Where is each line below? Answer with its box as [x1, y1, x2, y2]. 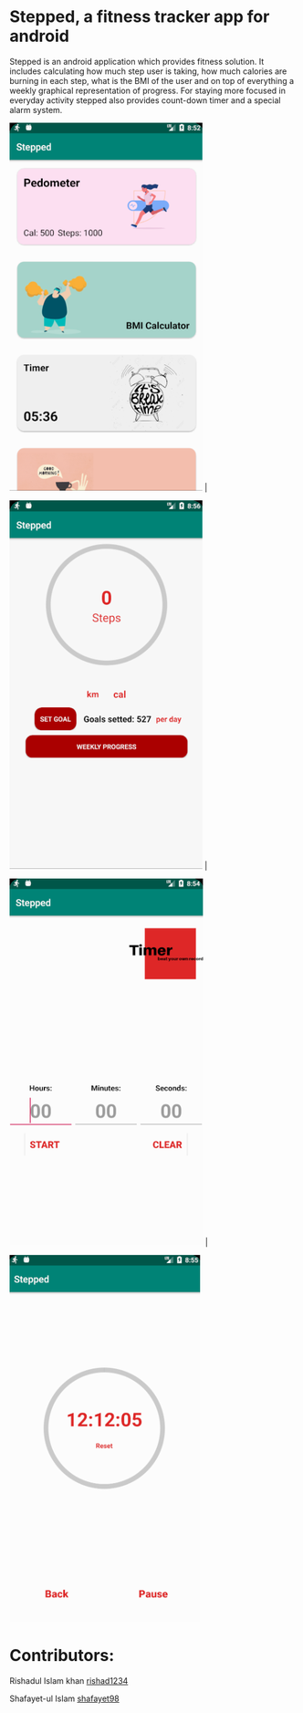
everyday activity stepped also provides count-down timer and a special [9, 94, 281, 106]
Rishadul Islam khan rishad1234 [9, 1675, 129, 1686]
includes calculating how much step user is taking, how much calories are [9, 66, 287, 77]
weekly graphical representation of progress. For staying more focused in [9, 85, 286, 96]
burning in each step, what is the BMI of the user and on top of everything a [9, 75, 295, 86]
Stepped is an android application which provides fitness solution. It [9, 56, 265, 67]
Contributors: [9, 1645, 115, 1666]
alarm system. [9, 104, 63, 115]
